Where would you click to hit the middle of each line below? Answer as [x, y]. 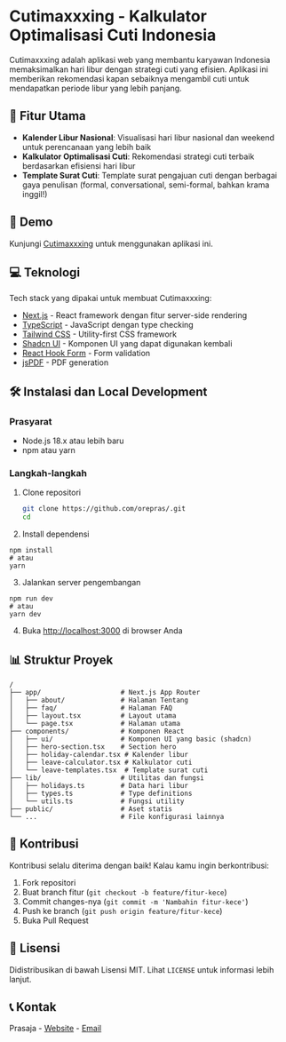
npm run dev [31, 599]
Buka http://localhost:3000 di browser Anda [103, 631]
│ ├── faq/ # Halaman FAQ [91, 708]
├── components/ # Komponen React [97, 731]
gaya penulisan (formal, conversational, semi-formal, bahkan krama [146, 185]
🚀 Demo [31, 223]
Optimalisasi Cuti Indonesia [113, 35]
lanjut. [20, 979]
